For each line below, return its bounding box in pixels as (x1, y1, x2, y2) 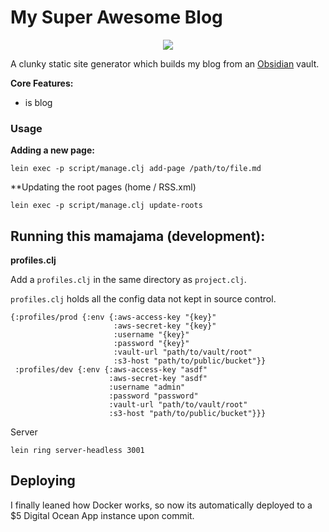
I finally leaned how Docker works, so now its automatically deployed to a (10, 499, 313, 511)
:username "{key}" (113, 330, 190, 340)
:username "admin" (108, 382, 186, 393)
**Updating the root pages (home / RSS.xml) (10, 181, 197, 193)
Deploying (10, 472, 76, 490)
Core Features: (10, 77, 74, 89)
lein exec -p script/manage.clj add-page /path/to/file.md (10, 164, 262, 174)
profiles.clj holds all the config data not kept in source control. (10, 293, 277, 305)
